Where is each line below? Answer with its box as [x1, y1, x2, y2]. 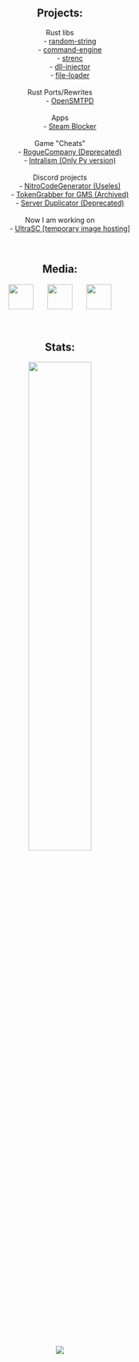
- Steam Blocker [43, 121, 97, 131]
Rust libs [46, 27, 74, 37]
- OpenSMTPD [46, 95, 94, 105]
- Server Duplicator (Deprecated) [15, 198, 125, 208]
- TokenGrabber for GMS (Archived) [10, 189, 129, 199]
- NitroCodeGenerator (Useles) [18, 180, 121, 191]
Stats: [44, 341, 76, 354]
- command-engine [38, 44, 102, 55]
